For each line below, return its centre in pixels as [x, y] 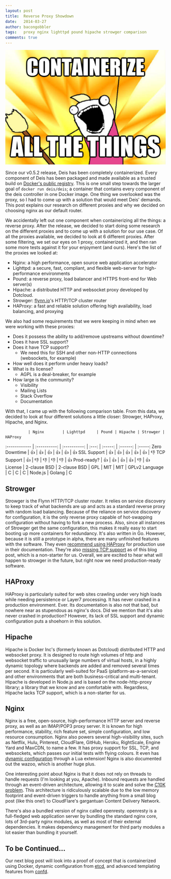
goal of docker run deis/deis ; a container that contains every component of [85, 189]
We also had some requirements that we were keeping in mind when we [81, 321]
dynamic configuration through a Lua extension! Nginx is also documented [83, 759]
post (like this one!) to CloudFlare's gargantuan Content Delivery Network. [83, 801]
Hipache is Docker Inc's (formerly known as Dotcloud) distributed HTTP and [85, 649]
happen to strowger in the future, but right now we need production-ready [83, 560]
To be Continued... [35, 848]
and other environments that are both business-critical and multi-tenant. [81, 676]
